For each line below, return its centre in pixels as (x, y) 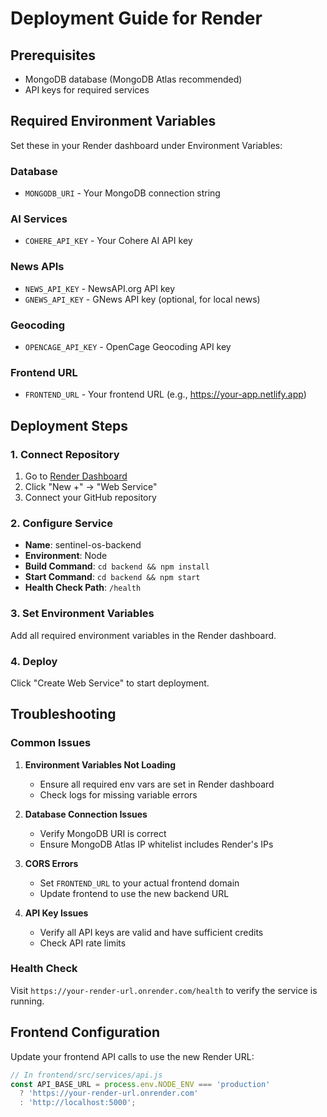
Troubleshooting (63, 714)
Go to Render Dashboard (76, 476)
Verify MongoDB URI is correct (103, 833)
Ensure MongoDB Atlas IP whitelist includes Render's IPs (156, 844)
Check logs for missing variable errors (118, 794)
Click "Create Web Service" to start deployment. (110, 683)
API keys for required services (87, 90)
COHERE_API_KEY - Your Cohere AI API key (108, 241)
